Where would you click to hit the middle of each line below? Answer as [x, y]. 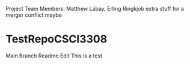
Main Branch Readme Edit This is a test [54, 56]
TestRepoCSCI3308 [57, 39]
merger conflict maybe [34, 15]
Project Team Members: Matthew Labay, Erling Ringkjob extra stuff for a [95, 9]
